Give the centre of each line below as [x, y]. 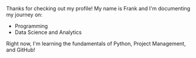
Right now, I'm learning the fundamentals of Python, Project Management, [96, 44]
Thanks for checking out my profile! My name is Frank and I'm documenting [98, 8]
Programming [31, 26]
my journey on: [24, 15]
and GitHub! [21, 50]
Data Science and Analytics [48, 32]
